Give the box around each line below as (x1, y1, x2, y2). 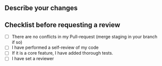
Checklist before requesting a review (4, 21, 121, 29)
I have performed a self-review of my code (11, 44, 99, 51)
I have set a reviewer (11, 56, 54, 62)
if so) (11, 39, 23, 45)
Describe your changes (4, 4, 78, 12)
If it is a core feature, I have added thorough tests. (11, 50, 114, 56)
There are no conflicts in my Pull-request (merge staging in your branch (11, 34, 158, 40)
